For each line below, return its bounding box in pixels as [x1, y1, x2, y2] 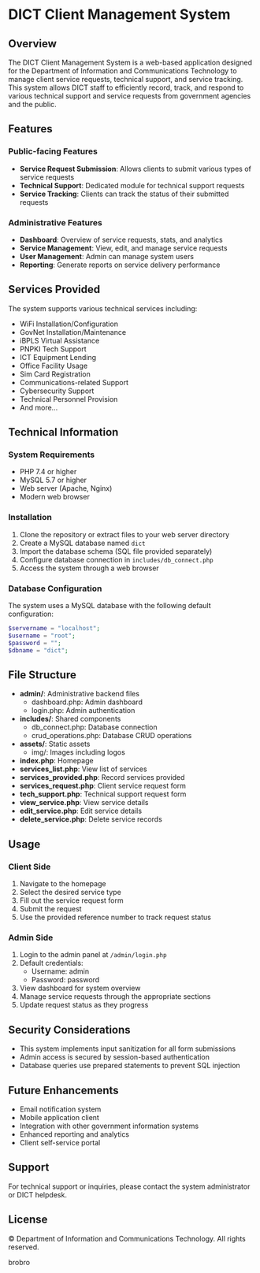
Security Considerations [8, 1022, 132, 1037]
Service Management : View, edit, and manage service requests [19, 243, 228, 253]
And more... [19, 403, 58, 412]
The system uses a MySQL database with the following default [8, 601, 211, 611]
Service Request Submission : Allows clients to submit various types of [19, 164, 252, 173]
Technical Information [8, 425, 119, 439]
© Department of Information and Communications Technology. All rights [8, 1234, 246, 1243]
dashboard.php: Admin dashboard [31, 697, 143, 707]
